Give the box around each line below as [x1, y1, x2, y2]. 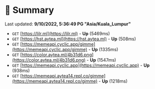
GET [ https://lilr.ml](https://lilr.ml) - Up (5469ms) [12, 30, 110, 36]
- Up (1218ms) [98, 78, 128, 84]
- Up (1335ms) [88, 46, 118, 52]
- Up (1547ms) [86, 57, 116, 63]
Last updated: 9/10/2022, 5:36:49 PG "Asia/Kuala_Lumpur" [5, 21, 131, 27]
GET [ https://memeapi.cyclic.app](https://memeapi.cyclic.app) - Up [12, 62, 150, 68]
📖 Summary [5, 4, 54, 16]
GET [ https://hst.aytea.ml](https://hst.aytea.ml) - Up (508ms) [12, 36, 136, 42]
